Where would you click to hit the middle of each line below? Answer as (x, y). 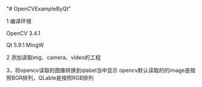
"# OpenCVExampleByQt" (39, 9)
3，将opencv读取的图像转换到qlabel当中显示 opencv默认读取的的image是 (98, 70)
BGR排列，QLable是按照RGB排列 (52, 78)
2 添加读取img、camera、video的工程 (54, 57)
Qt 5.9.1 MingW (25, 45)
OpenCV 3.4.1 (23, 33)
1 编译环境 (19, 21)
